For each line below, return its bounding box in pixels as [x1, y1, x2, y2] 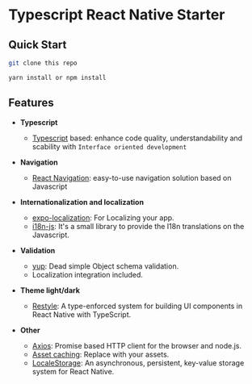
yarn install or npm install [8, 73, 107, 81]
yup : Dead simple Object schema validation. [31, 261, 179, 271]
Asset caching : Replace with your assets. [31, 349, 170, 359]
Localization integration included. [31, 269, 144, 279]
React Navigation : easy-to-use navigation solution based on [31, 173, 232, 182]
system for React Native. [31, 366, 115, 376]
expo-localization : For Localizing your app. [31, 212, 175, 223]
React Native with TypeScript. [31, 309, 132, 319]
